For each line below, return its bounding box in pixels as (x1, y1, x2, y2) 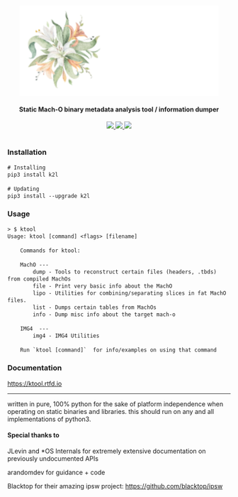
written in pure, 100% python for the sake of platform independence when (7, 400, 224, 408)
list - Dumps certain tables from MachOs (33, 304, 157, 311)
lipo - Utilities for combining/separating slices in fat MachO (33, 290, 227, 297)
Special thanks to (7, 431, 60, 439)
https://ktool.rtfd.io (7, 379, 62, 388)
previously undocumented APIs (7, 454, 99, 463)
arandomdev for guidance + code (7, 468, 106, 476)
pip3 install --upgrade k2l (7, 192, 91, 200)
